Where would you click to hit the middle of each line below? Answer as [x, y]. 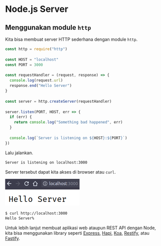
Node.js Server [37, 9]
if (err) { [21, 117]
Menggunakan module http [48, 28]
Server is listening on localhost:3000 [46, 162]
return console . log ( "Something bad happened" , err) [68, 123]
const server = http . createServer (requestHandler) [58, 101]
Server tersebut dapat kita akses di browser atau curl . [61, 172]
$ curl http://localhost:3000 [36, 213]
